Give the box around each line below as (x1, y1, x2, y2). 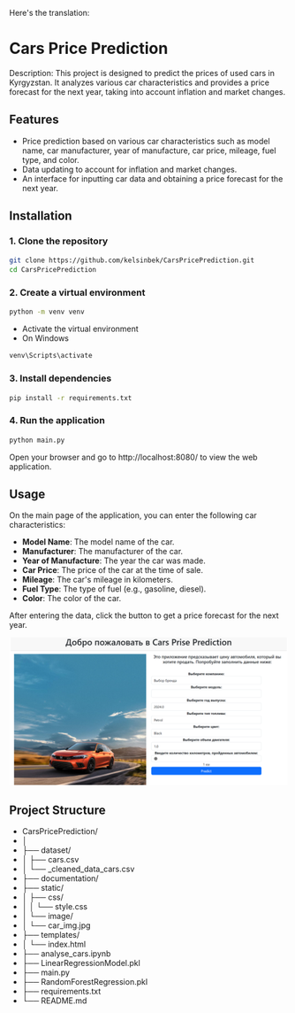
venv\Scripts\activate (9, 352, 93, 360)
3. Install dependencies (9, 372, 112, 384)
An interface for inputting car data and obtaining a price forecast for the (21, 173, 284, 184)
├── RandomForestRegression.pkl (21, 976, 148, 986)
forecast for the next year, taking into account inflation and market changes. (9, 86, 285, 97)
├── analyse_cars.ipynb (21, 947, 111, 959)
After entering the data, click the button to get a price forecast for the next (9, 610, 280, 621)
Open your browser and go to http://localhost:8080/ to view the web (9, 452, 258, 462)
